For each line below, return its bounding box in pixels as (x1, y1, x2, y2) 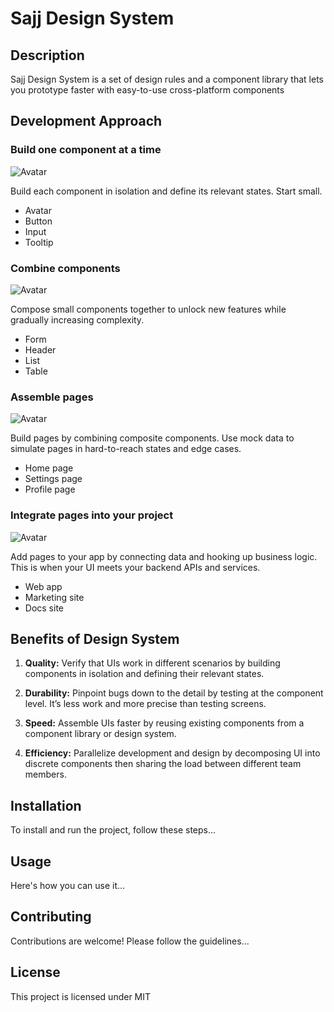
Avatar (24, 204, 52, 216)
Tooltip (24, 236, 54, 248)
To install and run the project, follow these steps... (10, 824, 217, 836)
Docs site (24, 602, 65, 614)
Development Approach (10, 113, 163, 130)
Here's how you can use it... (10, 880, 126, 892)
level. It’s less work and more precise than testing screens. (24, 698, 267, 710)
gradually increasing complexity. (10, 313, 145, 326)
